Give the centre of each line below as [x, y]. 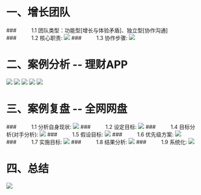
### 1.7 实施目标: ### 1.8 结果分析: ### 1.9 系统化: [97, 142]
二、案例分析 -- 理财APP [67, 65]
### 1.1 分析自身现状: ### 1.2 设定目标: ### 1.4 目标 [98, 127]
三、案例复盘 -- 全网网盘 [67, 109]
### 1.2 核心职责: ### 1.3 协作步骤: [67, 38]
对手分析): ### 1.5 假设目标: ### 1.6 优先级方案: [94, 134]
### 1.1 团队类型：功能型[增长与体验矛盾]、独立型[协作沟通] [87, 30]
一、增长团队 [38, 12]
